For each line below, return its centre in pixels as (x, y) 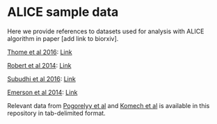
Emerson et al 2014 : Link (42, 92)
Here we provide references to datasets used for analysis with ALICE (106, 31)
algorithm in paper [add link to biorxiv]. (63, 38)
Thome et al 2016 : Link (40, 52)
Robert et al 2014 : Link (39, 65)
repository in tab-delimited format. (56, 113)
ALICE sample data (63, 12)
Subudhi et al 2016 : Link (42, 79)
